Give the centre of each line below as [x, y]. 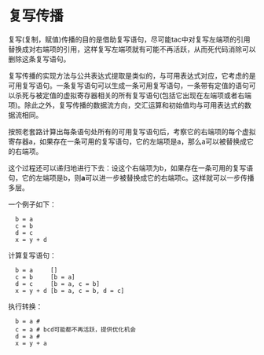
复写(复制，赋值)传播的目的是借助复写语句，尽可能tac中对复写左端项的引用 [129, 39]
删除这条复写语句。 [39, 59]
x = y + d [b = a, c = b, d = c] [70, 291]
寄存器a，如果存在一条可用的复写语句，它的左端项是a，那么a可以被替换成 [128, 141]
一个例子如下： [32, 204]
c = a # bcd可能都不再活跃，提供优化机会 [75, 329]
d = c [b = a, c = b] [58, 284]
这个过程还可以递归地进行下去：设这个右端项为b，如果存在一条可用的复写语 [131, 168]
